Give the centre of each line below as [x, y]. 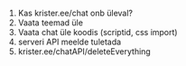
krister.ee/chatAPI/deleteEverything [84, 52]
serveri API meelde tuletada [70, 42]
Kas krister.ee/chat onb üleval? [75, 13]
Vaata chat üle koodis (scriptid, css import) [98, 32]
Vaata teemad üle [51, 23]
